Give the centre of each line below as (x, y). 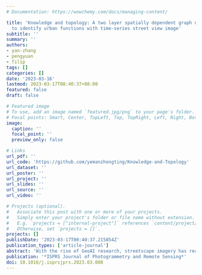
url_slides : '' (25, 184)
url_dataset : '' (26, 167)
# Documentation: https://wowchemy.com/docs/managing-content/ (87, 12)
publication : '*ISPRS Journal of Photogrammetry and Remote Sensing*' (96, 256)
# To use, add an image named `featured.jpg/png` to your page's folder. (101, 112)
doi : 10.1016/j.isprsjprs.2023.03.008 (55, 262)
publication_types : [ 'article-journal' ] (58, 246)
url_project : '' (26, 179)
